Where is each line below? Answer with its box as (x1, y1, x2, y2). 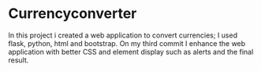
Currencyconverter (8, 5, 137, 23)
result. (8, 55, 29, 65)
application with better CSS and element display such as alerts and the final (8, 47, 254, 56)
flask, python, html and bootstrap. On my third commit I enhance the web (8, 38, 246, 48)
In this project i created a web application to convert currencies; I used (8, 30, 238, 40)
